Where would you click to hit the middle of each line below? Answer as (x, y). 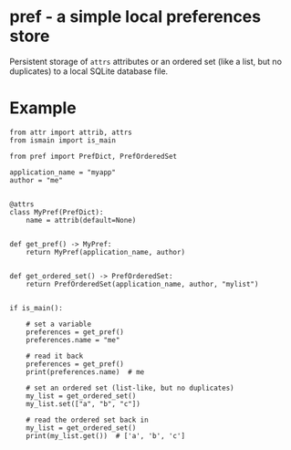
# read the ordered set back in (87, 420)
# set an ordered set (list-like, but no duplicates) (130, 388)
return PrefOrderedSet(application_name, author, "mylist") (142, 284)
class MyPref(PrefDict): (57, 212)
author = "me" (36, 180)
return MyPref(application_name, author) (105, 252)
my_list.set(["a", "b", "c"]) (83, 403)
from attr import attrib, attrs (71, 132)
